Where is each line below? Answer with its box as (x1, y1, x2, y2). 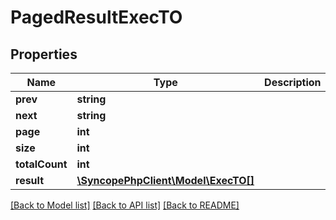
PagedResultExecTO (10, 6, 183, 29)
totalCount (15, 157, 68, 171)
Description (264, 76, 322, 89)
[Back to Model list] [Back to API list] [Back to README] (10, 199, 240, 211)
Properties (10, 46, 78, 63)
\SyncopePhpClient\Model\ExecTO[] (76, 174, 255, 187)
